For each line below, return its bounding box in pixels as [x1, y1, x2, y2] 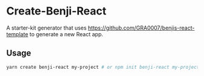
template [6, 30, 29, 37]
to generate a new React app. [29, 30, 103, 37]
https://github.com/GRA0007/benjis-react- [87, 24, 195, 31]
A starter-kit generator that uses [6, 24, 87, 31]
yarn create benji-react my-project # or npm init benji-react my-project [6, 64, 200, 70]
